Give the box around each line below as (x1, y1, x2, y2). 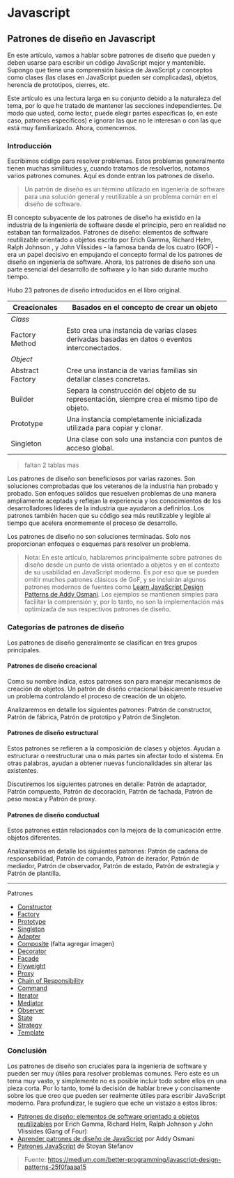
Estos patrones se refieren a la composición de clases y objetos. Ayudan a (7, 744, 221, 753)
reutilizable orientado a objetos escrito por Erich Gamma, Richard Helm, (7, 235, 213, 244)
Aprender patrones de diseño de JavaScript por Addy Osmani (17, 1134, 195, 1142)
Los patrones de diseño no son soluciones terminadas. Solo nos (7, 533, 192, 541)
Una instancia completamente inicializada (65, 414, 203, 424)
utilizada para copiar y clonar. (65, 423, 164, 433)
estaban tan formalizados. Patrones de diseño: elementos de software (7, 228, 209, 237)
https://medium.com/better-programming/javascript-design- (47, 1155, 221, 1163)
